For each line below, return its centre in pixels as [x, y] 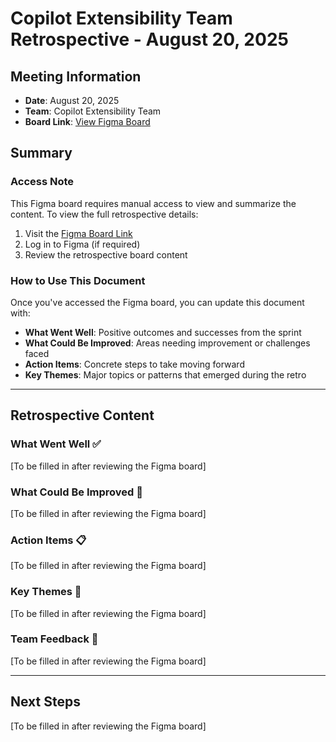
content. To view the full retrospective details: [104, 214]
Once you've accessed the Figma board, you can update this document [157, 302]
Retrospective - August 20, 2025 [149, 39]
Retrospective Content [82, 415]
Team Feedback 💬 [54, 639]
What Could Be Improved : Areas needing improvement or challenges [167, 343]
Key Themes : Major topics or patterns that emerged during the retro [165, 374]
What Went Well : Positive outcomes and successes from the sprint [163, 332]
